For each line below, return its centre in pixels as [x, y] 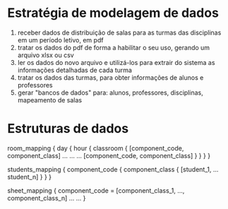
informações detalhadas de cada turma [75, 70]
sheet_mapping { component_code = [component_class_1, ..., [96, 190]
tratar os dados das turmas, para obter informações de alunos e [110, 77]
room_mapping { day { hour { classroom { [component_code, [96, 148]
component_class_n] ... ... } [47, 198]
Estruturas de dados [68, 129]
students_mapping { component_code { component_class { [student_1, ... [113, 169]
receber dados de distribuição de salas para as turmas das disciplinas [119, 32]
